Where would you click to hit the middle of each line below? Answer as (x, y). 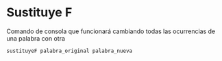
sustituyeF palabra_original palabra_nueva (70, 51)
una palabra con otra (36, 38)
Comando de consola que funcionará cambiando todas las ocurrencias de (111, 31)
